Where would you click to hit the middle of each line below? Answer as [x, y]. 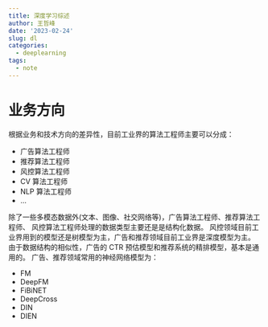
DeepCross [39, 299]
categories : [28, 46]
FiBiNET [33, 290]
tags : [17, 61]
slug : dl [23, 38]
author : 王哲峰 [32, 23]
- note [27, 68]
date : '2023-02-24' [41, 31]
